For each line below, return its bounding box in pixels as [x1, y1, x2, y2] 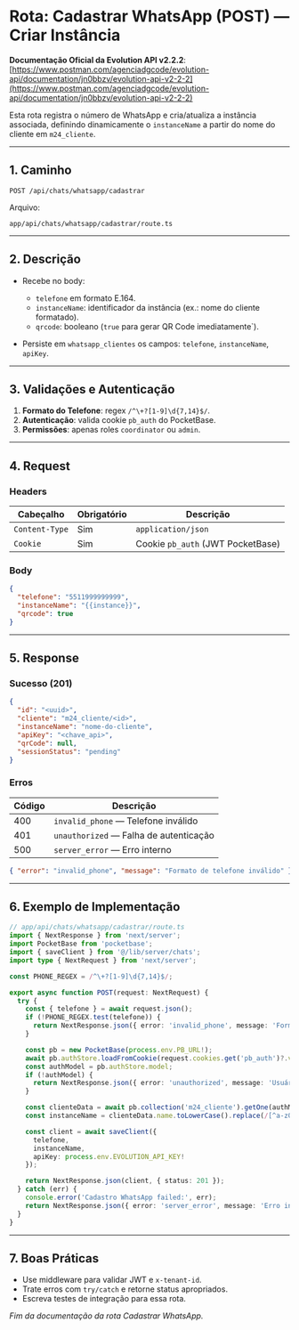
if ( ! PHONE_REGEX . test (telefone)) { [25, 1013, 162, 1022]
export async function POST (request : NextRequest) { [9, 988, 209, 997]
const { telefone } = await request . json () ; [25, 1004, 193, 1014]
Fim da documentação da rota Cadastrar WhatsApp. [9, 1310, 204, 1321]
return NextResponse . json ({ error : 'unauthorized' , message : [32, 1079, 265, 1088]
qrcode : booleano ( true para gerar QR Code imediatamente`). [35, 320, 260, 331]
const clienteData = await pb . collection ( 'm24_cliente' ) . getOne [25, 1103, 269, 1112]
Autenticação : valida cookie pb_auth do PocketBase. [21, 415, 216, 426]
